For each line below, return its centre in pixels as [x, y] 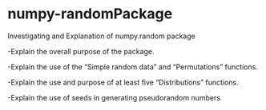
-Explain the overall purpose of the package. [81, 51]
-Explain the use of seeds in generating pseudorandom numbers [114, 97]
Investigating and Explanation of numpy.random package [101, 36]
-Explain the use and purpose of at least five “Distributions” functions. [123, 82]
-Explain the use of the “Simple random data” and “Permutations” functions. [133, 67]
